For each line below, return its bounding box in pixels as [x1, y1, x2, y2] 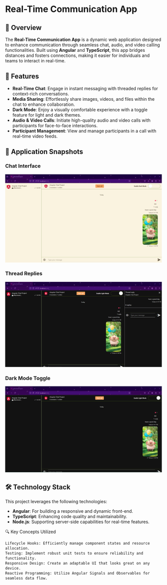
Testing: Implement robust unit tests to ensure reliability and [5, 551, 143, 556]
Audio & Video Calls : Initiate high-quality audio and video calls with [12, 117, 151, 123]
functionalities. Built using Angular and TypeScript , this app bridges [5, 47, 145, 53]
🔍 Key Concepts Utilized [5, 529, 56, 535]
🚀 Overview [5, 23, 42, 32]
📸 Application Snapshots [5, 148, 83, 156]
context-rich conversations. [12, 91, 70, 97]
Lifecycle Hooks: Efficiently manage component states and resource [5, 541, 150, 546]
